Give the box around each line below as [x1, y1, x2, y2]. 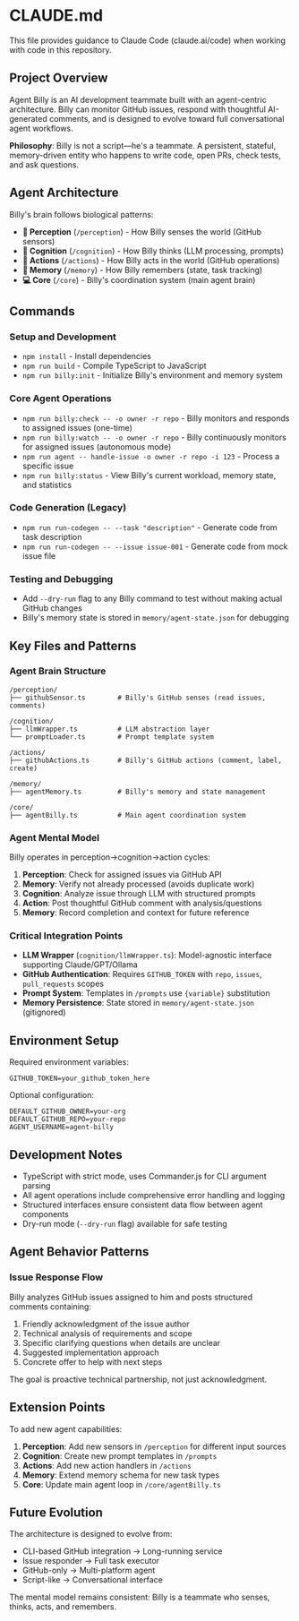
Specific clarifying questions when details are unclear [21, 1337, 221, 1348]
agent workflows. [9, 123, 73, 133]
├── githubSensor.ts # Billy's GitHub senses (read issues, [9, 693, 267, 702]
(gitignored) [21, 1007, 66, 1017]
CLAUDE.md [9, 5, 104, 26]
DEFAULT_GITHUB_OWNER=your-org [9, 1107, 126, 1116]
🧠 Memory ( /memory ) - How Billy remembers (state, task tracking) [21, 264, 263, 275]
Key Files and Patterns [9, 638, 137, 654]
